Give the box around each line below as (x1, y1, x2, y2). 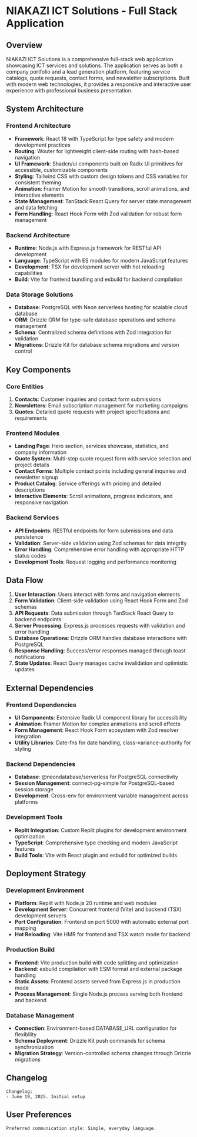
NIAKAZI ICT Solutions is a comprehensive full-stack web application (6, 56, 173, 62)
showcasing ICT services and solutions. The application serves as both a (6, 62, 183, 69)
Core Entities (6, 382, 44, 390)
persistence (14, 533, 44, 540)
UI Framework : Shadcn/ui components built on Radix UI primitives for (14, 160, 183, 167)
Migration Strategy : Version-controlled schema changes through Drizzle (14, 1049, 192, 1056)
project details (14, 461, 50, 469)
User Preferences (6, 1110, 72, 1120)
